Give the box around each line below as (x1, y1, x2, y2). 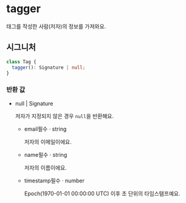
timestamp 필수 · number (24, 177, 85, 184)
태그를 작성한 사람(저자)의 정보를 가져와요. (6, 22, 106, 30)
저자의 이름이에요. (24, 163, 67, 171)
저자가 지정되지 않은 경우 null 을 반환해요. (15, 112, 114, 120)
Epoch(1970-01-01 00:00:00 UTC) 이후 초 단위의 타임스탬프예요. (24, 190, 181, 197)
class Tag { (6, 58, 36, 65)
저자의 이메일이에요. (24, 138, 72, 145)
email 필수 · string (24, 125, 67, 132)
